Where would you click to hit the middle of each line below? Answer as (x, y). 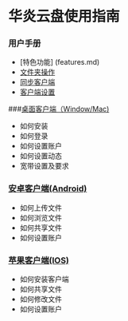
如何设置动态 (41, 156)
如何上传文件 (41, 208)
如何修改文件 (41, 299)
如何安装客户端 (44, 279)
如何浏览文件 (41, 217)
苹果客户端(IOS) (39, 260)
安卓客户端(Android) (48, 188)
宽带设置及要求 (44, 166)
